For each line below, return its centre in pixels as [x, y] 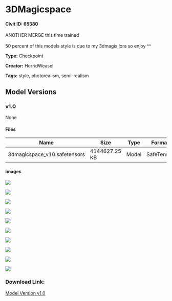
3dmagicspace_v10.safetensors [47, 154]
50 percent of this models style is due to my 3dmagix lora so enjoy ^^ [78, 46]
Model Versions [31, 92]
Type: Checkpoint [24, 56]
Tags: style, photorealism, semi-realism [47, 76]
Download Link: [25, 282]
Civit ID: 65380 [22, 24]
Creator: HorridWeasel [29, 66]
